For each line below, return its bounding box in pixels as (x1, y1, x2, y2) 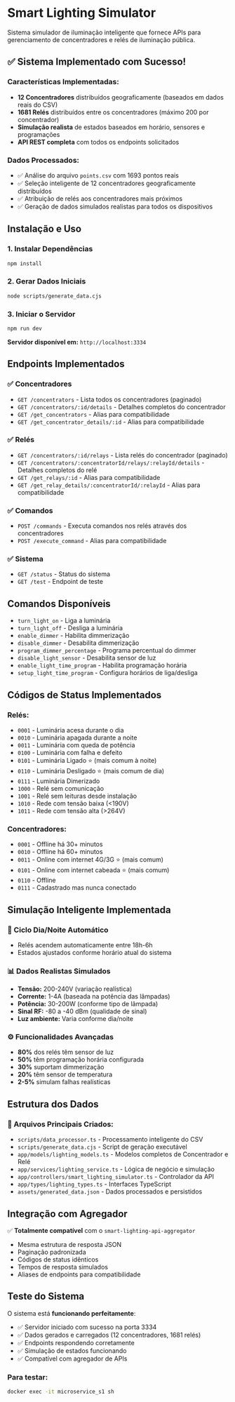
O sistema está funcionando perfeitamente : (7, 1309, 136, 1317)
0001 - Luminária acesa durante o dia (17, 726, 124, 734)
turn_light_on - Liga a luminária (17, 616, 111, 625)
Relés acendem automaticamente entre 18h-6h (17, 940, 153, 949)
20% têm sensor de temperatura (17, 1070, 113, 1079)
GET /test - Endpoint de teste (17, 578, 104, 586)
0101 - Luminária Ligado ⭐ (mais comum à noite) (17, 756, 157, 764)
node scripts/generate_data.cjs (7, 293, 102, 300)
